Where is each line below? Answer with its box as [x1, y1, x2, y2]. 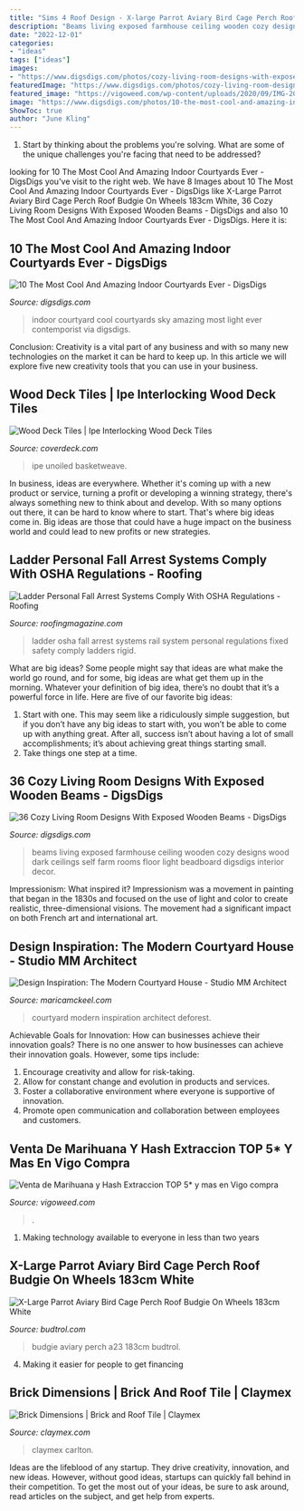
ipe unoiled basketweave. [31, 460, 128, 471]
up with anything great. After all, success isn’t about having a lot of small [22, 728, 294, 739]
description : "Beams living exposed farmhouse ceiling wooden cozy [9, 22, 270, 31]
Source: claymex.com [9, 1427, 90, 1438]
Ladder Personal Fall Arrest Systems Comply [9, 552, 267, 567]
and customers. [22, 1115, 81, 1126]
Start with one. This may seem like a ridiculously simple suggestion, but [22, 709, 290, 720]
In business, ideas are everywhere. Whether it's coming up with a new [9, 478, 271, 489]
